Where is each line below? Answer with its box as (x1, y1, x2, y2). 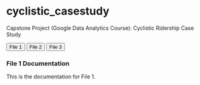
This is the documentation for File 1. (6, 73, 95, 80)
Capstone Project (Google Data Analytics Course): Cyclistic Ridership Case (6, 24, 195, 32)
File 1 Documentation (6, 59, 70, 67)
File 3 (49, 44, 62, 50)
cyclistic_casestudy (6, 4, 109, 18)
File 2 (29, 44, 43, 50)
